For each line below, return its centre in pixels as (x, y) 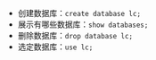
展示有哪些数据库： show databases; (83, 24)
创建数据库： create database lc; (79, 13)
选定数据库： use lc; (55, 47)
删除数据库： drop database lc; (75, 35)
